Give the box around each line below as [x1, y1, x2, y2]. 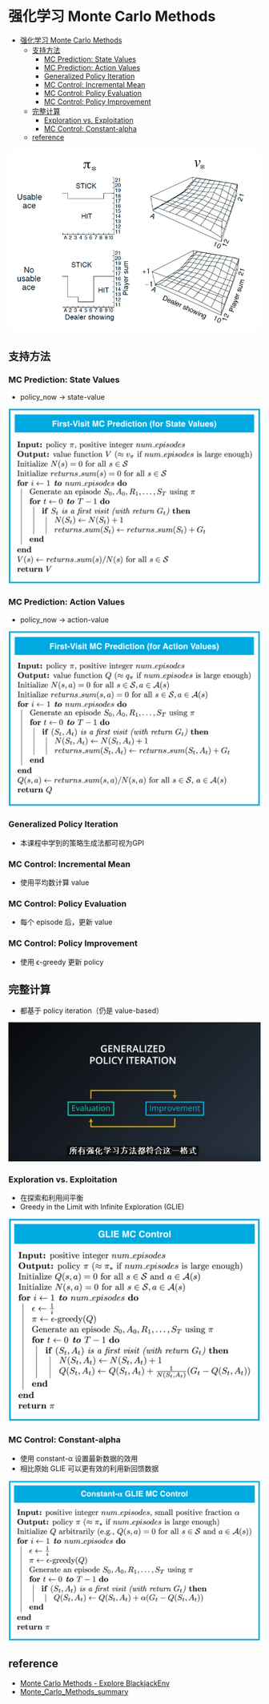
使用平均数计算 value [19, 878, 90, 887]
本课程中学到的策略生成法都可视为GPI [19, 838, 144, 847]
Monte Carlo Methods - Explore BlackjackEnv [19, 1678, 171, 1688]
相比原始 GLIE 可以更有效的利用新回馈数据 [19, 1463, 159, 1473]
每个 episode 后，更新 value [19, 918, 113, 927]
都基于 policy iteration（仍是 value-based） [19, 1006, 164, 1015]
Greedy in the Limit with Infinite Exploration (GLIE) [19, 1202, 185, 1212]
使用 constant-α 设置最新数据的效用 [19, 1453, 139, 1463]
